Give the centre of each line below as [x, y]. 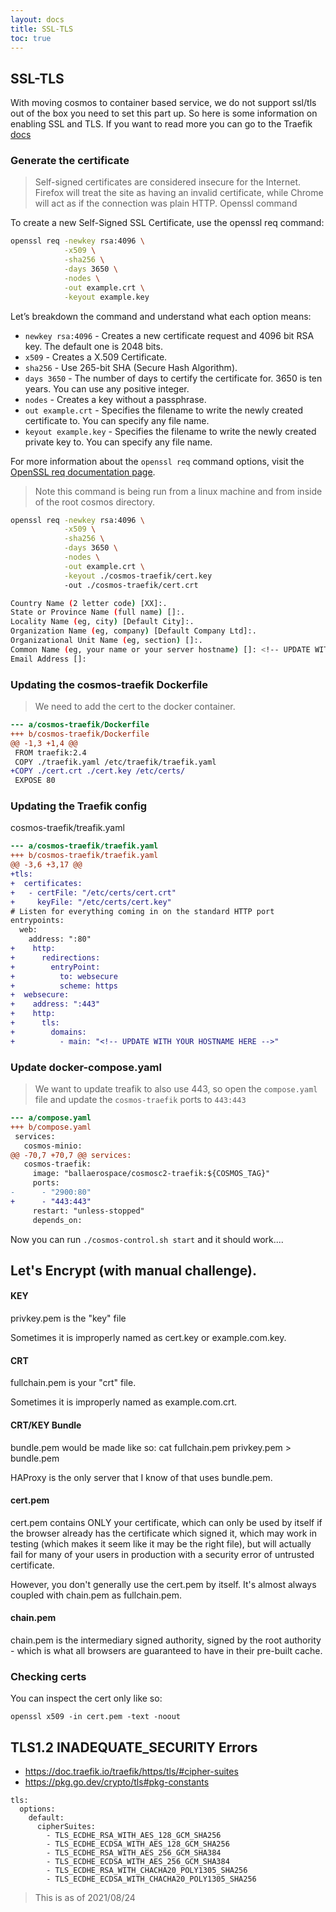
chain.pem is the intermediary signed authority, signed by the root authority [166, 1640]
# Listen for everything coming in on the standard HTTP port [142, 911]
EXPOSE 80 [35, 781]
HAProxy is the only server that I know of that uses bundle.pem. [141, 1477]
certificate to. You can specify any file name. [117, 420]
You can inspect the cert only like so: [86, 1698]
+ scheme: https [64, 986]
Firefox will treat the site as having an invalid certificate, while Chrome [179, 193]
